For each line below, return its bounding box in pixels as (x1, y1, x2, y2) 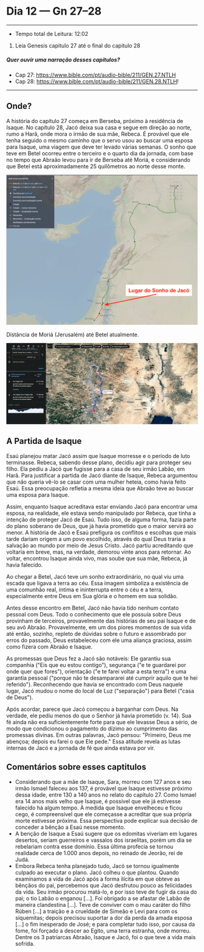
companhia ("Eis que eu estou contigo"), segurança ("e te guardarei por (6, 661, 186, 668)
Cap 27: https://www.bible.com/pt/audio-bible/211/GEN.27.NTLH (15, 71, 176, 79)
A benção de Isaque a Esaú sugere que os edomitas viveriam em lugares (15, 830, 197, 837)
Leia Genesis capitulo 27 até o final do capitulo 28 (15, 41, 141, 49)
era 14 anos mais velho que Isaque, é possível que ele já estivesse (15, 797, 181, 805)
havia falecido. (6, 561, 43, 568)
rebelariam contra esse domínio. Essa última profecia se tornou (15, 842, 174, 850)
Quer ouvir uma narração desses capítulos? (6, 56, 120, 63)
